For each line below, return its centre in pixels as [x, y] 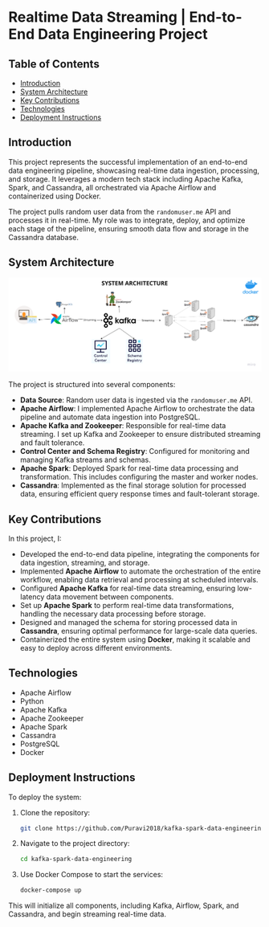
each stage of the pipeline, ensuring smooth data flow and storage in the [128, 228]
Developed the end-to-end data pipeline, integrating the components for [140, 553]
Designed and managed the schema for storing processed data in [128, 622]
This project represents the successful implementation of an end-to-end [128, 161]
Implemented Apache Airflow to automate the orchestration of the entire [140, 571]
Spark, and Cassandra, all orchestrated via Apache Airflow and [112, 187]
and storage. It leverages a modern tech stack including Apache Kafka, [126, 179]
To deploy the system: [45, 797]
